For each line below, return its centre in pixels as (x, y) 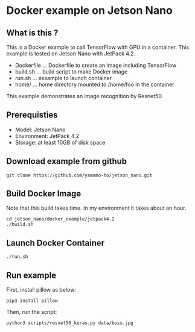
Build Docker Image (44, 194)
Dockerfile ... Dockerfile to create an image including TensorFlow (96, 65)
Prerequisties (32, 115)
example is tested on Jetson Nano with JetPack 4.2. (71, 54)
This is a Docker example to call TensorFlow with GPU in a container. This (98, 47)
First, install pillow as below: (41, 290)
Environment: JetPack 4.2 (47, 136)
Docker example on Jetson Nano (90, 11)
